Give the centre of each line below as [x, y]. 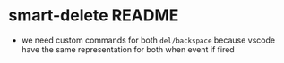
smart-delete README [94, 16]
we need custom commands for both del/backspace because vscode [148, 40]
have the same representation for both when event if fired [128, 49]
